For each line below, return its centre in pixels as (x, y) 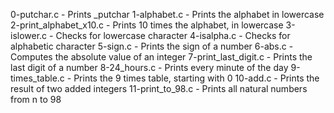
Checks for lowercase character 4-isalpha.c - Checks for (173, 35)
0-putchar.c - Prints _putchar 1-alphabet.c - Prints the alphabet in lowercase (167, 14)
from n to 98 (36, 99)
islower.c (29, 35)
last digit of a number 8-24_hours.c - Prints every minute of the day (149, 67)
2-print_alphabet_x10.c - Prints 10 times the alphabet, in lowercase (147, 25)
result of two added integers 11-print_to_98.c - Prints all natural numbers (159, 88)
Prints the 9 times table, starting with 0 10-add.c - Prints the (196, 78)
